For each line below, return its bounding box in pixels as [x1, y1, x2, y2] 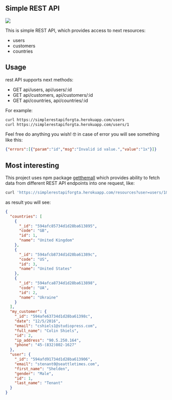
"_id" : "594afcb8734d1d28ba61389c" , [18, 252, 97, 257]
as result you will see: [5, 199, 51, 205]
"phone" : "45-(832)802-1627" [14, 343, 77, 348]
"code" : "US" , [18, 257, 50, 262]
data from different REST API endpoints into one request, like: [5, 180, 135, 186]
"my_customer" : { [10, 309, 47, 314]
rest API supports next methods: [5, 76, 74, 82]
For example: [5, 107, 33, 113]
